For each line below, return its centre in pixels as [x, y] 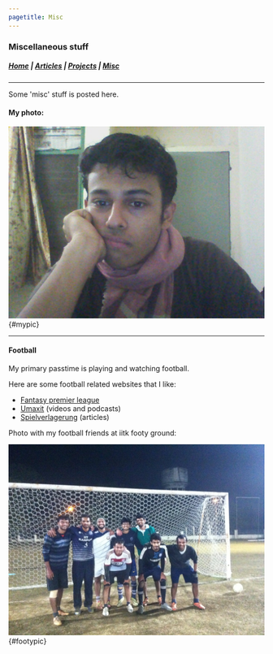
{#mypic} [24, 324]
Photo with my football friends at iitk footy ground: [93, 433]
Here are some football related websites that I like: [92, 384]
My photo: [26, 113]
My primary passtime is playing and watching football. [99, 368]
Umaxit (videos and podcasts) [71, 408]
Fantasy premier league [60, 400]
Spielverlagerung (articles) [65, 417]
